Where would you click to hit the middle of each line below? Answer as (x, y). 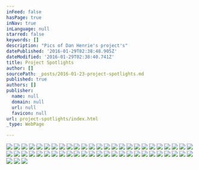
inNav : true (21, 23)
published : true (27, 79)
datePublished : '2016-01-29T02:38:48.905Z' (62, 51)
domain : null (28, 102)
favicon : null (29, 113)
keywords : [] (23, 40)
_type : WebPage (25, 125)
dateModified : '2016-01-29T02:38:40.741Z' (60, 57)
